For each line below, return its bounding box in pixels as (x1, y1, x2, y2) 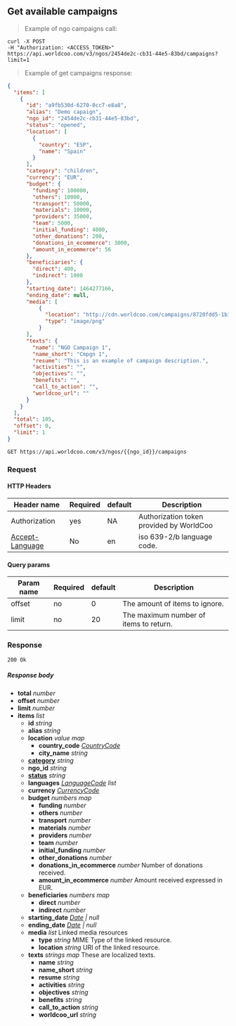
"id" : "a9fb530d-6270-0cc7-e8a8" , (25, 102, 128, 109)
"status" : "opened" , (25, 122, 86, 129)
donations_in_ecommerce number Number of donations (38, 861, 204, 869)
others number (38, 809, 83, 817)
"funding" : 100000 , (32, 186, 90, 194)
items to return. (122, 619, 173, 629)
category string (27, 756, 74, 764)
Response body (7, 671, 54, 680)
